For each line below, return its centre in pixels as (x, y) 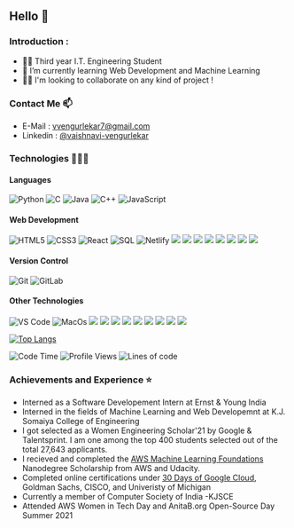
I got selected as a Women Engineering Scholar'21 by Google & (137, 430)
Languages (30, 179)
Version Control (39, 260)
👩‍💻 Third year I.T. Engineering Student (92, 61)
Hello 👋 (29, 16)
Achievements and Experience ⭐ (81, 380)
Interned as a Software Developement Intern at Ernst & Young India (144, 402)
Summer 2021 (47, 516)
